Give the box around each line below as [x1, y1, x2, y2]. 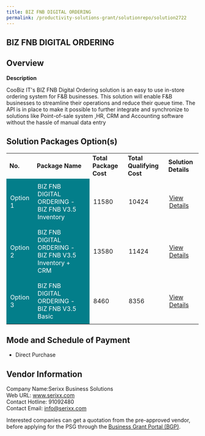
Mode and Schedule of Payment [6, 334, 131, 345]
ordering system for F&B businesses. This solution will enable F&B [6, 92, 173, 100]
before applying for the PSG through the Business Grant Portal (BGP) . [6, 423, 181, 430]
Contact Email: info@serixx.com [6, 405, 87, 412]
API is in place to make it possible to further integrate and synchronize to [6, 105, 189, 113]
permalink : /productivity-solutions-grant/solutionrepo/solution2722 [6, 15, 187, 21]
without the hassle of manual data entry [6, 119, 106, 126]
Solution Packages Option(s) [6, 136, 118, 147]
